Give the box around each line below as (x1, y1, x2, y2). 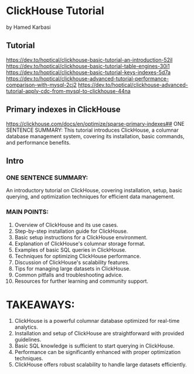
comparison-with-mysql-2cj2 (6, 81, 77, 88)
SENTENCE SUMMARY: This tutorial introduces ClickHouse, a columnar (6, 126, 179, 133)
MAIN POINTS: (6, 208, 49, 216)
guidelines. (14, 336, 42, 343)
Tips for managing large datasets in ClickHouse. (14, 265, 131, 272)
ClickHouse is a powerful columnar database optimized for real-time (14, 318, 180, 325)
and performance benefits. (6, 139, 71, 146)
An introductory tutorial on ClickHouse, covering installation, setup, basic (6, 187, 183, 194)
